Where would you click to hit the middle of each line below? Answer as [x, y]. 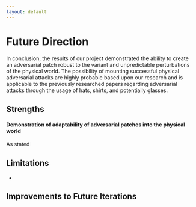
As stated [18, 144]
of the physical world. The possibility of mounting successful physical [93, 71]
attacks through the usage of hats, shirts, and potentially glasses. [87, 90]
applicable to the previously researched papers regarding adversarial [92, 84]
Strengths [25, 109]
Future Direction [47, 41]
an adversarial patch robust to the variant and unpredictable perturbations [98, 64]
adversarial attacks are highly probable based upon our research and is [95, 77]
